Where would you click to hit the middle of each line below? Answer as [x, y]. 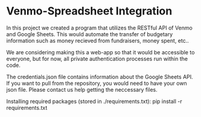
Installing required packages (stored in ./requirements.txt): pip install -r [94, 101]
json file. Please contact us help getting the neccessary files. [82, 89]
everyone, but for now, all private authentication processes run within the [97, 58]
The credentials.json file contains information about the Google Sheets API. [100, 77]
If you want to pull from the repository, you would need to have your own [97, 83]
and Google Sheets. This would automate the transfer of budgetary [90, 34]
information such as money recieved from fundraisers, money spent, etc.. [97, 40]
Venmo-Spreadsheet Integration [89, 11]
